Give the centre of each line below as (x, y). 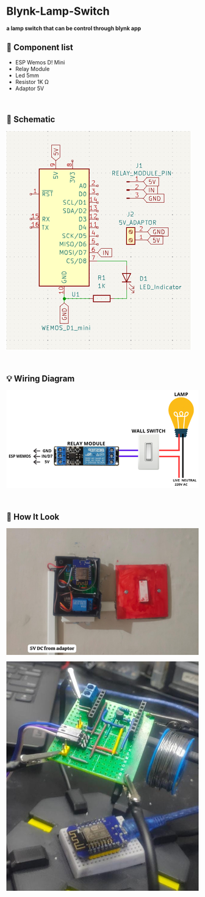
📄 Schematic (31, 120)
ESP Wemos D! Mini (40, 62)
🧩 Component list (40, 47)
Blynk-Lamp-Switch (58, 11)
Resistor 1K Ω (32, 81)
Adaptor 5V (30, 88)
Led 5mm (27, 75)
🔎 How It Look (33, 517)
